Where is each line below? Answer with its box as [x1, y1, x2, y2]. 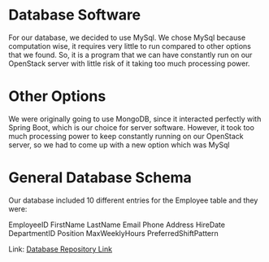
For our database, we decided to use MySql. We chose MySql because [8, 33, 246, 42]
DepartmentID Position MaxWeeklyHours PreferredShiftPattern [8, 228, 219, 238]
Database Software [8, 6, 141, 24]
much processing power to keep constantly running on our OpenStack [8, 131, 244, 141]
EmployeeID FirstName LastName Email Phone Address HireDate [8, 220, 226, 229]
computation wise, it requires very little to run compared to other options [8, 41, 252, 50]
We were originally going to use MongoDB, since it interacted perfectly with [8, 114, 262, 124]
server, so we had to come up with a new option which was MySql [8, 140, 230, 150]
